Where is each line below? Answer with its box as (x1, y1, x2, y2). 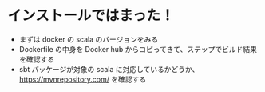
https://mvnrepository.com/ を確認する (18, 74, 147, 84)
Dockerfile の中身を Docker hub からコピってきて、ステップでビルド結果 (18, 44, 257, 54)
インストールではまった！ (7, 6, 175, 25)
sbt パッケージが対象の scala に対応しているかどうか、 (18, 64, 200, 74)
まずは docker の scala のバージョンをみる (18, 34, 159, 44)
